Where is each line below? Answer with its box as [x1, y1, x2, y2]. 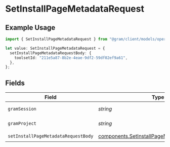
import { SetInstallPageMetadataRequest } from [5, 36, 108, 42]
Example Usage [5, 23, 56, 32]
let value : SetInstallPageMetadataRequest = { [5, 46, 105, 51]
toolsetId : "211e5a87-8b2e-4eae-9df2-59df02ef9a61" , [14, 55, 128, 60]
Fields [5, 79, 25, 87]
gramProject [8, 121, 37, 127]
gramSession [8, 106, 37, 112]
